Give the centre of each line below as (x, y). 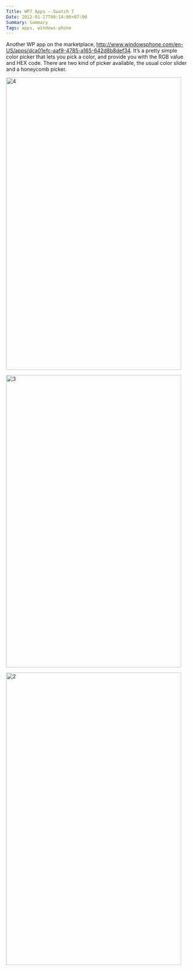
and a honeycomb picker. (36, 69)
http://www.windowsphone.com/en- (140, 44)
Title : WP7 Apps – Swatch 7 (40, 11)
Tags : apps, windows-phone (39, 28)
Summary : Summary (27, 22)
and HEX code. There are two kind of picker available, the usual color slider (96, 63)
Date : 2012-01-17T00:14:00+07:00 (47, 17)
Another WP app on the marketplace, (50, 44)
